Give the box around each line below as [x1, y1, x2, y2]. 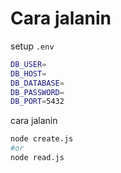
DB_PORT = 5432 [10, 97, 65, 107]
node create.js [10, 134, 74, 144]
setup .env [10, 40, 55, 52]
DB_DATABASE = [10, 78, 65, 88]
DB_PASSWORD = [10, 87, 65, 97]
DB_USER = [10, 59, 47, 69]
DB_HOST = [10, 68, 47, 79]
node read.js [10, 153, 65, 163]
